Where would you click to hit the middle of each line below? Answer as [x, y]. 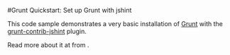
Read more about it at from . [49, 45]
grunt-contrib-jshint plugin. [47, 31]
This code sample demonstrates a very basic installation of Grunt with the [115, 24]
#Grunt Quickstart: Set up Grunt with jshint [70, 10]
